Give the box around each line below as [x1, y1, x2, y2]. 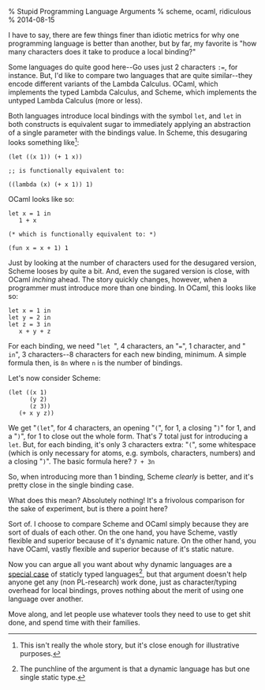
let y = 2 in [8, 313, 51, 322]
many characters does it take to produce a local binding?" [8, 47, 196, 56]
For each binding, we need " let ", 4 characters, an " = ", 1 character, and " [8, 341, 246, 350]
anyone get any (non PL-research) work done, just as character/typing [8, 577, 237, 587]
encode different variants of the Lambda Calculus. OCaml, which [8, 79, 218, 88]
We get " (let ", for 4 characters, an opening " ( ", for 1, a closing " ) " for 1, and [8, 423, 256, 432]
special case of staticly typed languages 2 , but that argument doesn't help [8, 568, 247, 579]
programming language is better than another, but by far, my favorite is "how [8, 39, 257, 48]
